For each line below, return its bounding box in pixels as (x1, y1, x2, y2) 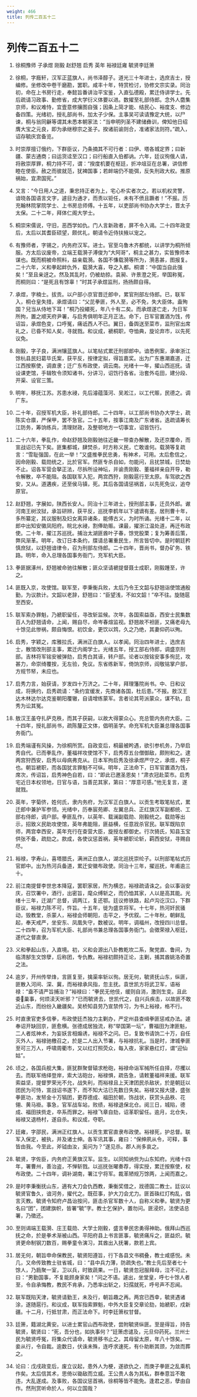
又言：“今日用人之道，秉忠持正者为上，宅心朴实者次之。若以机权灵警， (15, 187, 188, 195)
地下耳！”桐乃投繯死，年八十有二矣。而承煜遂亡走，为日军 (46, 306, 188, 313)
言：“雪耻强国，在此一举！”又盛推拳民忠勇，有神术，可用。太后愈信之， (15, 451, 191, 458)
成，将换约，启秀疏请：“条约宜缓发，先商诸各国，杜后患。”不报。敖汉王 (15, 688, 188, 695)
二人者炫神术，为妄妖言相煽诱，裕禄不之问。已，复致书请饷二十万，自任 (15, 1030, 191, 1037)
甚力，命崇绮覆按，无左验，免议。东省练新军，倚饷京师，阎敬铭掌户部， (15, 661, 191, 668)
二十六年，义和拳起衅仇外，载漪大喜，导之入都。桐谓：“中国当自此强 (15, 264, 183, 271)
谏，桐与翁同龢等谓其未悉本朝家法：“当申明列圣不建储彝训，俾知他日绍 (15, 118, 188, 125)
